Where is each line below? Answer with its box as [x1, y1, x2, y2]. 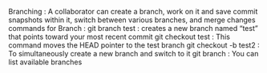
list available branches [8, 57, 83, 67]
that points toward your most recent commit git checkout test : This [8, 32, 231, 41]
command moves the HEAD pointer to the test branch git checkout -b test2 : [8, 40, 260, 50]
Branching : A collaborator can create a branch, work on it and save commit [8, 7, 258, 16]
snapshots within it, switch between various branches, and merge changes [8, 15, 256, 25]
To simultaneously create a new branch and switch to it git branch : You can [8, 49, 259, 58]
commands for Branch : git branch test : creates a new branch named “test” [8, 24, 258, 33]
